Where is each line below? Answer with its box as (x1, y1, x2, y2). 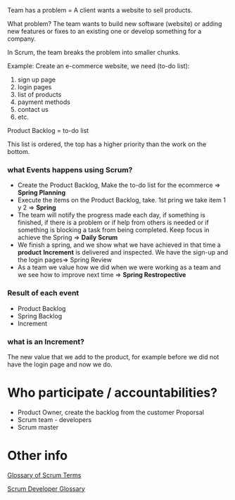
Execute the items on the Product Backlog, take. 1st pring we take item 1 (17, 196, 227, 205)
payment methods (17, 98, 70, 106)
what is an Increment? (7, 337, 84, 347)
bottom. (7, 148, 30, 155)
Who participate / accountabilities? (7, 385, 218, 401)
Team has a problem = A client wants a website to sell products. (7, 6, 193, 14)
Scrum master (17, 423, 58, 431)
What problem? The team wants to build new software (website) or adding (7, 20, 222, 27)
